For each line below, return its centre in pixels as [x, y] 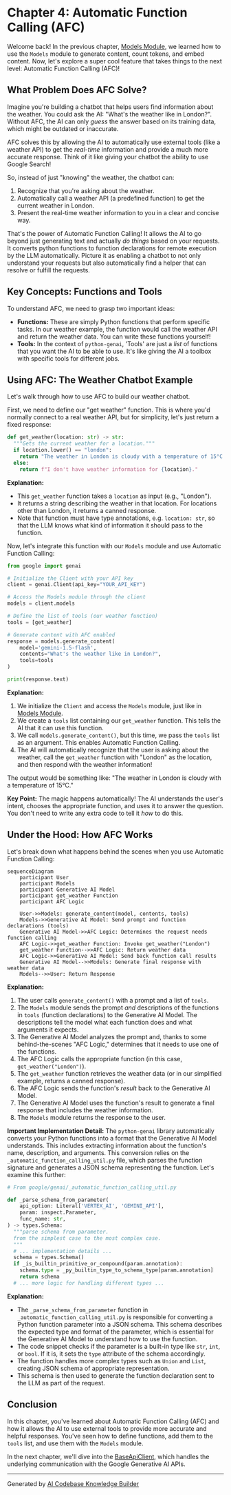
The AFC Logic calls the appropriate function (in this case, [99, 1058]
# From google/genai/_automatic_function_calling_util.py [92, 1187]
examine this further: [37, 1174]
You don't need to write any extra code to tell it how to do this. [95, 813]
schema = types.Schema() [49, 1257]
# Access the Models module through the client [77, 597]
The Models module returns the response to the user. [91, 1117]
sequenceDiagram [30, 871]
